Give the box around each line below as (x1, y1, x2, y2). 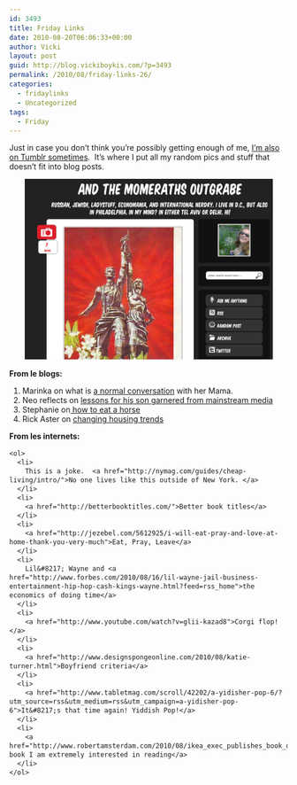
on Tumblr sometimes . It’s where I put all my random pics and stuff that (9, 152, 270, 163)
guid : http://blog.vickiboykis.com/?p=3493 (9, 61, 172, 70)
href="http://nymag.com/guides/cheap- (103, 467, 247, 476)
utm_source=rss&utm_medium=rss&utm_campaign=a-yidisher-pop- (9, 697, 240, 706)
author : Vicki (9, 43, 62, 51)
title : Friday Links (9, 23, 86, 33)
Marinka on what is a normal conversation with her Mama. (21, 385, 233, 396)
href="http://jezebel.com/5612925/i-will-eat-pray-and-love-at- (36, 529, 278, 538)
